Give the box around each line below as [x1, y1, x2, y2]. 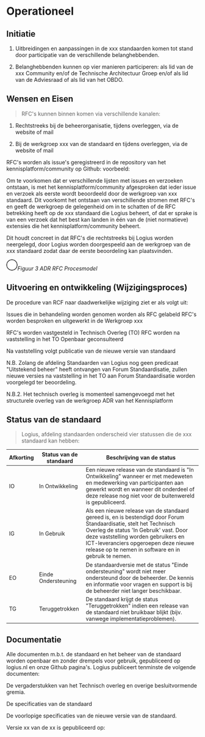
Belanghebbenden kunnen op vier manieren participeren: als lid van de [15, 63, 194, 70]
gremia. [6, 689, 26, 696]
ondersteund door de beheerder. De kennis [85, 574, 194, 581]
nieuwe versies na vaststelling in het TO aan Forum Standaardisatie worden [6, 372, 195, 380]
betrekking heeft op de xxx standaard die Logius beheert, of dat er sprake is [6, 209, 198, 216]
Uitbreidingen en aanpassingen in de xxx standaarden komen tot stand [15, 45, 193, 52]
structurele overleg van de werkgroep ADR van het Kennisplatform [6, 397, 173, 404]
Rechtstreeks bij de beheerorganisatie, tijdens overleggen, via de [15, 122, 179, 129]
